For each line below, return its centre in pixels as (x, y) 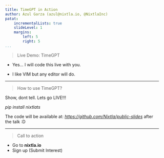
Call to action (30, 136)
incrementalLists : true (38, 23)
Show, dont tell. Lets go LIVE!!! (36, 98)
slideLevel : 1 (28, 28)
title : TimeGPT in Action (31, 10)
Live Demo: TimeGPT (38, 55)
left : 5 (30, 37)
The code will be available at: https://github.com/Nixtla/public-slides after (79, 116)
